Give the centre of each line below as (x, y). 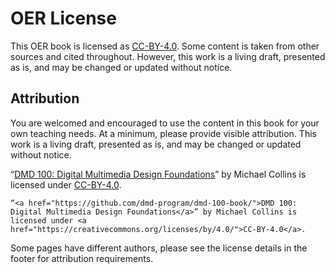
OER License (63, 18)
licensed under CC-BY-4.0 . (66, 184)
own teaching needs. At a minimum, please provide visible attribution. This (163, 133)
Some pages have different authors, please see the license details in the (159, 248)
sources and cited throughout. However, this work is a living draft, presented (168, 56)
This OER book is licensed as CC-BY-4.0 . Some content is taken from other (165, 46)
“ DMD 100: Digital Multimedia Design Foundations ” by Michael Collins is (158, 174)
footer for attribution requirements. (82, 258)
